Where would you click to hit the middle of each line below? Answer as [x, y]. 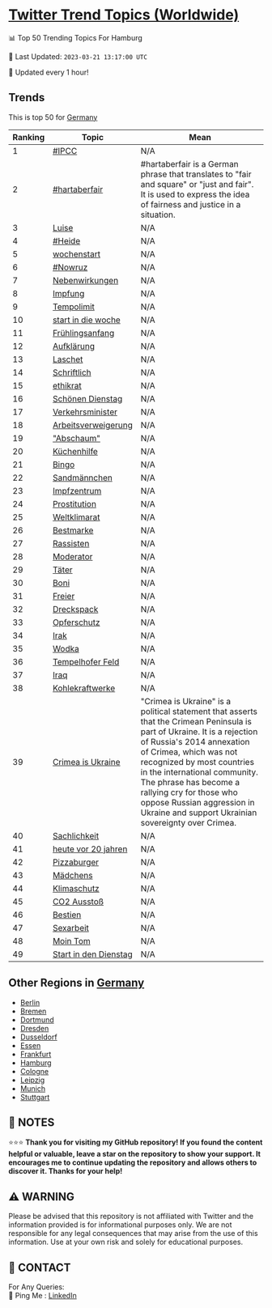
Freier [64, 596]
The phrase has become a [190, 782]
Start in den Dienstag [92, 954]
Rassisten [71, 543]
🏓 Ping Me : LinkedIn [42, 1295]
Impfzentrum [77, 491]
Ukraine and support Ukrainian [199, 813]
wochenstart [76, 254]
